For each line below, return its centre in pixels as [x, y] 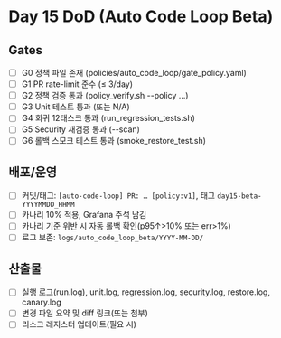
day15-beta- [240, 196]
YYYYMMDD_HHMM [48, 205]
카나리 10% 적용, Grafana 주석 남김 [84, 215]
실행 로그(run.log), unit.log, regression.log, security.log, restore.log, [145, 292]
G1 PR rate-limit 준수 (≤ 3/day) [77, 84]
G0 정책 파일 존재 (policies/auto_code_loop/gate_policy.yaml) [134, 73]
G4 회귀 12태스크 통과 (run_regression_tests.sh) [108, 118]
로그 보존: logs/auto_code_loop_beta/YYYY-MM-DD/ [112, 238]
